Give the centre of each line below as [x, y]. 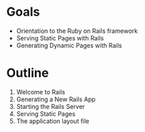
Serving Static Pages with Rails [60, 38]
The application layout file [53, 121]
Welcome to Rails [41, 92]
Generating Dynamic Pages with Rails [69, 45]
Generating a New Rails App [56, 99]
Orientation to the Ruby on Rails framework [77, 31]
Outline [28, 73]
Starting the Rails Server [51, 106]
